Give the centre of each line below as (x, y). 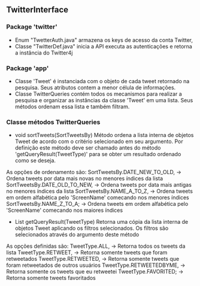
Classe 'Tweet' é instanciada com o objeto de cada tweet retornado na (102, 81)
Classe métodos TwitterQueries (53, 122)
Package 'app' (28, 68)
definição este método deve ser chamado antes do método (88, 148)
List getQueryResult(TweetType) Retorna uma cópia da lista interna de (101, 222)
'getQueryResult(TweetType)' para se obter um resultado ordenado (98, 154)
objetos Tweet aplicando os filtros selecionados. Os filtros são (92, 228)
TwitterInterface (37, 10)
